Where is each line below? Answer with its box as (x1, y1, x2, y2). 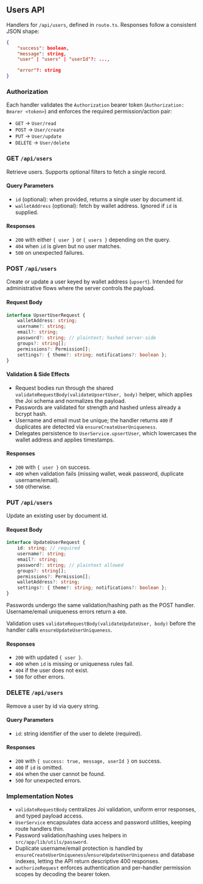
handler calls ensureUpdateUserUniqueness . (6, 626, 112, 633)
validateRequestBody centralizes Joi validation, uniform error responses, (15, 806, 196, 813)
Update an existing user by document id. (6, 512, 108, 519)
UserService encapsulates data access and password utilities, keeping (15, 819, 191, 826)
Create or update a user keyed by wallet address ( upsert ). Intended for (6, 278, 184, 285)
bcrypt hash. (15, 410, 47, 417)
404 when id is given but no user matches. (15, 243, 122, 250)
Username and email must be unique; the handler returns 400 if (15, 416, 173, 424)
